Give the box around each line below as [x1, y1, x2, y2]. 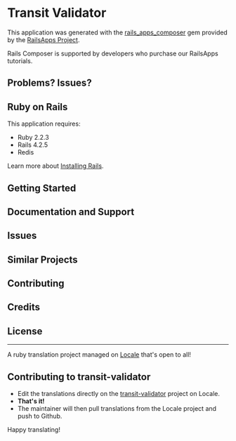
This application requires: [7, 119, 81, 128]
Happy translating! [7, 426, 61, 434]
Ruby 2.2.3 [17, 133, 49, 142]
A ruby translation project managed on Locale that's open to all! [7, 350, 192, 359]
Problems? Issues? [7, 77, 93, 89]
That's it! [17, 397, 45, 405]
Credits [7, 301, 41, 313]
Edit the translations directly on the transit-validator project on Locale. [17, 390, 220, 398]
